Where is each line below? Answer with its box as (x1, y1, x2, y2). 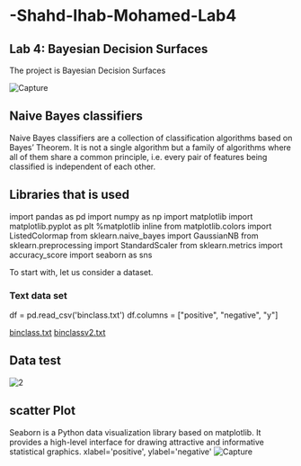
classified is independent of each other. (9, 161, 156, 172)
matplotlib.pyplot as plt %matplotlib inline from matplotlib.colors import (9, 220, 272, 231)
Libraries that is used (9, 187, 130, 202)
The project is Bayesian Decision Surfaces (9, 65, 166, 76)
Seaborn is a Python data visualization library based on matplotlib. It (9, 426, 261, 437)
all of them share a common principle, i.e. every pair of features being (9, 151, 268, 162)
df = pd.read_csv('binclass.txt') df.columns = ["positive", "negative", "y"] (9, 309, 279, 320)
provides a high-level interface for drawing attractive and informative (9, 436, 265, 447)
